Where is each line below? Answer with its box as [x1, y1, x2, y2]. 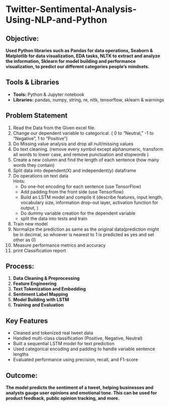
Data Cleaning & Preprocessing [13, 275, 80, 281]
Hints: [13, 178, 26, 184]
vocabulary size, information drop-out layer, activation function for [20, 199, 158, 206]
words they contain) [13, 162, 55, 168]
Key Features [6, 317, 48, 325]
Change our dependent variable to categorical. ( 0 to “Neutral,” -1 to [13, 130, 154, 136]
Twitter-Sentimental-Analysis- [6, 4, 137, 15]
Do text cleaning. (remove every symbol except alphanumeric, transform [13, 146, 163, 152]
